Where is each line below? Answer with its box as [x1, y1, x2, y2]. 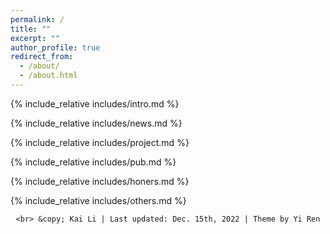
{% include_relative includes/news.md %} [10, 117, 183, 129]
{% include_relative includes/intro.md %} [10, 97, 180, 110]
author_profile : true [10, 42, 101, 53]
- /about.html [19, 71, 78, 81]
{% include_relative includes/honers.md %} [10, 175, 190, 187]
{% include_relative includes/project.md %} [10, 136, 190, 148]
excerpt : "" [10, 33, 60, 43]
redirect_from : [10, 52, 74, 62]
